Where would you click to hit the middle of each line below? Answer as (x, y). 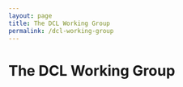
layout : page (30, 16)
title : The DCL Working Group (60, 23)
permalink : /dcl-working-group (61, 31)
